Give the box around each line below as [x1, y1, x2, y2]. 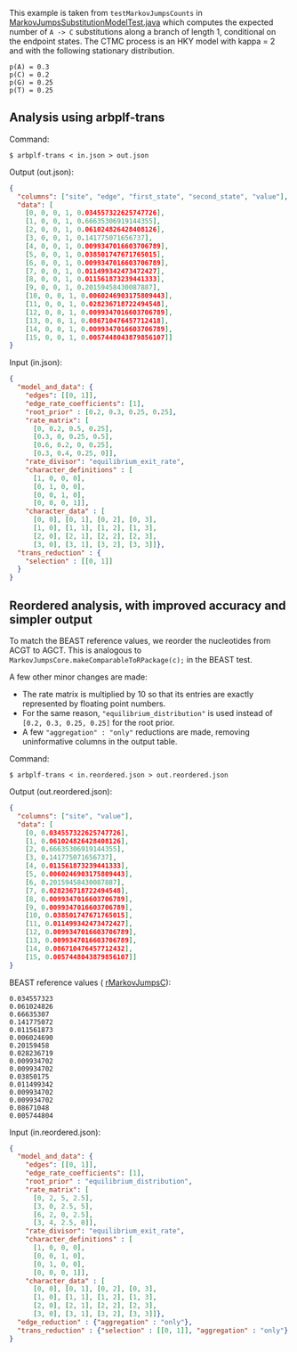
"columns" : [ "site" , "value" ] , [17, 811, 133, 820]
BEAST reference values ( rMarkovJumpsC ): [9, 977, 172, 988]
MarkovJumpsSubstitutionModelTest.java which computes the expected [9, 17, 274, 28]
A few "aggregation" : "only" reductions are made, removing [21, 727, 251, 737]
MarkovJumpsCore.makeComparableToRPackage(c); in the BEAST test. [9, 655, 253, 664]
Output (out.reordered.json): [9, 786, 113, 796]
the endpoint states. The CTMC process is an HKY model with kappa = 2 [9, 36, 276, 46]
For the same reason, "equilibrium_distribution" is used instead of [21, 708, 273, 718]
